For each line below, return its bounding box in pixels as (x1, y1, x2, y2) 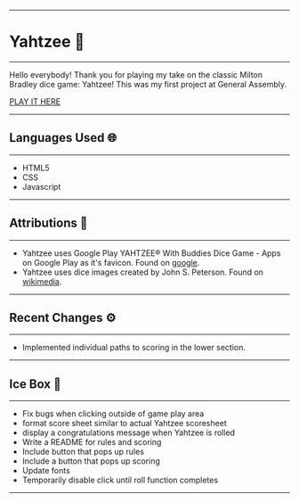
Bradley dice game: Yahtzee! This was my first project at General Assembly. (9, 78, 287, 89)
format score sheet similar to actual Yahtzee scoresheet (21, 418, 227, 429)
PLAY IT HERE (9, 95, 61, 107)
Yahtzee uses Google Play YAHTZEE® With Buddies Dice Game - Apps (21, 247, 281, 259)
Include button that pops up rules (21, 447, 145, 457)
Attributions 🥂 (9, 216, 88, 231)
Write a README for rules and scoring (21, 437, 162, 448)
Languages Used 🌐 (9, 130, 117, 145)
